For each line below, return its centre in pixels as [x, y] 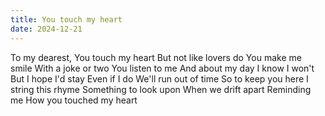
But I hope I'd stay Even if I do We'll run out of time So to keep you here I [159, 78]
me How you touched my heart [74, 100]
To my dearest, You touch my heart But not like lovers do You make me [156, 57]
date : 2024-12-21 [46, 29]
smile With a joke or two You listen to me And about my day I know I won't [162, 68]
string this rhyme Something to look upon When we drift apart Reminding [161, 89]
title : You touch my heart [66, 19]
